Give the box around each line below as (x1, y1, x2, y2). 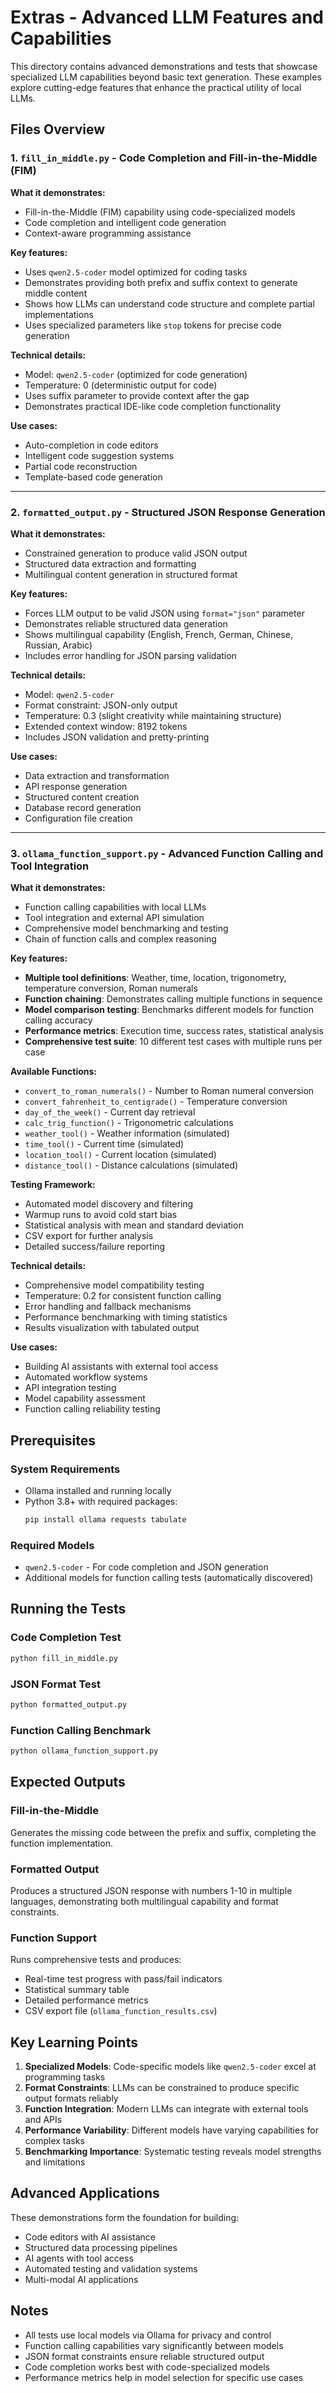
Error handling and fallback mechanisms (24, 1301, 192, 1313)
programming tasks (24, 2071, 106, 2083)
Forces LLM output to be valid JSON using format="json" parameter (24, 607, 305, 619)
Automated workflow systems (24, 1371, 148, 1383)
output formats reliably (24, 2092, 119, 2105)
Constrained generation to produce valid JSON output (24, 547, 248, 559)
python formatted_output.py (10, 1699, 128, 1710)
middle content (24, 287, 88, 299)
